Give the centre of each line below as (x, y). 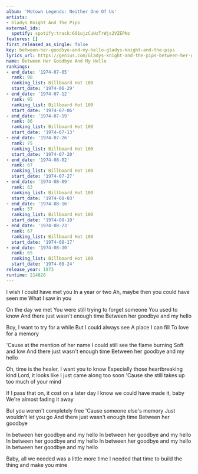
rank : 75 (22, 143)
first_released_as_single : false (47, 45)
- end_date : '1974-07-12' (38, 94)
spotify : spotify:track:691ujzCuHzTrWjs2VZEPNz (71, 34)
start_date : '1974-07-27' (43, 176)
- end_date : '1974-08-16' (38, 204)
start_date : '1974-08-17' (43, 242)
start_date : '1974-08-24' (43, 264)
